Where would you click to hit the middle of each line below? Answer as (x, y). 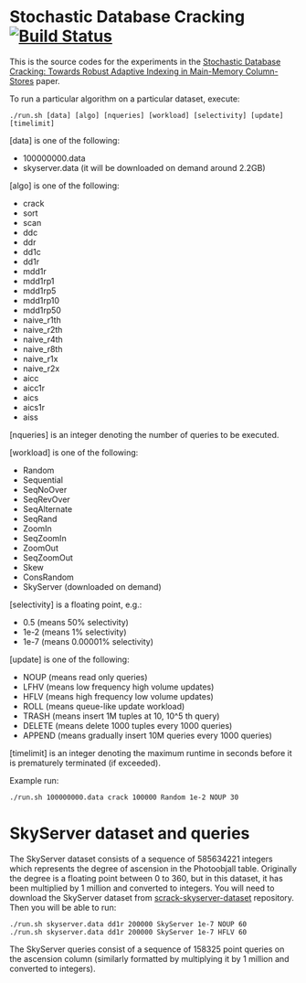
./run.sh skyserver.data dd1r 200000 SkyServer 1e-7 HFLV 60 (128, 932)
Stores (22, 80)
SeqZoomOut (47, 557)
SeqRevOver (46, 499)
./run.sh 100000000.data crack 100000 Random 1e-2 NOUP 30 (124, 797)
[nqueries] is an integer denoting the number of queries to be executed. (144, 434)
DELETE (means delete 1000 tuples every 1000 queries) (127, 725)
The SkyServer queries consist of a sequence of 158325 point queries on (147, 949)
